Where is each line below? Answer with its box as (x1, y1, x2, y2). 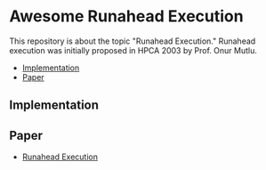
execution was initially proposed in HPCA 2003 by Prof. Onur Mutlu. (9, 45, 258, 55)
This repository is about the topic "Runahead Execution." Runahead (9, 36, 256, 46)
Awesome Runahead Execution (9, 6, 244, 27)
